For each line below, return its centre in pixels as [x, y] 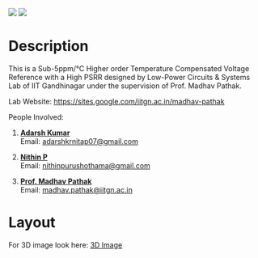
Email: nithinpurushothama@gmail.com [85, 165]
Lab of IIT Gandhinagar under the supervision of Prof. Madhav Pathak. [125, 86]
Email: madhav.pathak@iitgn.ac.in [76, 189]
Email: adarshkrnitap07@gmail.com [79, 141]
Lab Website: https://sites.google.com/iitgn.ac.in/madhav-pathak [116, 101]
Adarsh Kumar [45, 133]
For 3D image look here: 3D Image [66, 245]
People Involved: [36, 116]
